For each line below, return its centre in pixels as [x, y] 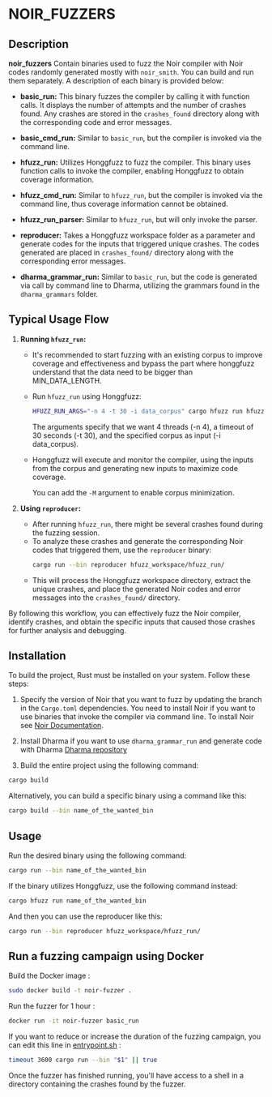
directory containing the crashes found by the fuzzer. [97, 1084]
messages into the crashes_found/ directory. [106, 598]
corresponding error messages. [73, 261]
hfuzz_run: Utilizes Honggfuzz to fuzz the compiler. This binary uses [135, 162]
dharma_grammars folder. [59, 294]
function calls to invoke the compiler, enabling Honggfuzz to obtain [132, 171]
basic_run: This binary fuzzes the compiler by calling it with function [135, 96]
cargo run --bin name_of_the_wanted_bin [78, 870]
